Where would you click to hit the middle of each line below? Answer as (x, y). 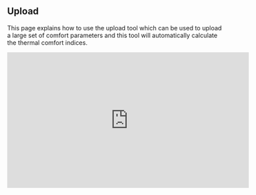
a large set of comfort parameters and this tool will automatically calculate (112, 35)
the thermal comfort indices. (47, 42)
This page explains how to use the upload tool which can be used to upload (115, 28)
